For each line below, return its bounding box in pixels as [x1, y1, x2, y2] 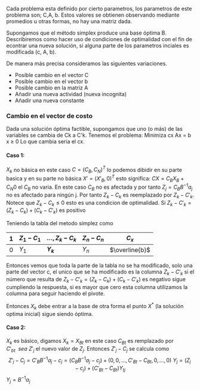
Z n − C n [82, 234, 104, 244]
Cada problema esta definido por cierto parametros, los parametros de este [6, 5, 192, 12]
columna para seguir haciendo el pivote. [6, 290, 105, 297]
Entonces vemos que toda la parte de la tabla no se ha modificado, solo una [6, 262, 193, 269]
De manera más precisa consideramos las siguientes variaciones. [6, 60, 167, 67]
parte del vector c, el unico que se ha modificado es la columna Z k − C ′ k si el [6, 268, 195, 277]
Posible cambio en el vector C [14, 72, 89, 78]
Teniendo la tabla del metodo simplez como [6, 220, 113, 227]
